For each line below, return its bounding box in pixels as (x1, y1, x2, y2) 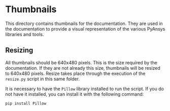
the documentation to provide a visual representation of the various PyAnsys (5, 25, 165, 32)
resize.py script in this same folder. (5, 75, 80, 82)
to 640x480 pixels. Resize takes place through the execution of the (5, 70, 146, 76)
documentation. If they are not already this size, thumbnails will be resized (5, 65, 161, 71)
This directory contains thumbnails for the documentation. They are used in (5, 20, 163, 26)
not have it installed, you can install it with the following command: (5, 91, 144, 97)
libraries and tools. (5, 31, 44, 37)
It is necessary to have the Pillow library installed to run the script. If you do (5, 86, 164, 92)
